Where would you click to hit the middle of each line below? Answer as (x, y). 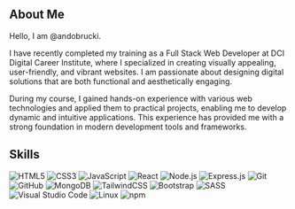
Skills (24, 155)
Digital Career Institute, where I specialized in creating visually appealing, (143, 62)
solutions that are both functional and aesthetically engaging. (121, 81)
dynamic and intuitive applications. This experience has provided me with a (147, 117)
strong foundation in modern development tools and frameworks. (128, 127)
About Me (37, 15)
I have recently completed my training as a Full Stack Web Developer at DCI (147, 53)
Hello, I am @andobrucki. (55, 35)
